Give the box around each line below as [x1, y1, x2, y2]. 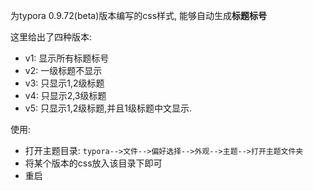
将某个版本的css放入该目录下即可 [24, 157, 163, 169]
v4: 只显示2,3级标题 [24, 90, 107, 101]
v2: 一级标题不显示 [24, 65, 103, 76]
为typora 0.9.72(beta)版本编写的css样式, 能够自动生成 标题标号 [10, 10, 267, 21]
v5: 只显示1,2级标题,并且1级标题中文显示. [24, 102, 192, 114]
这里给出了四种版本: [10, 31, 93, 43]
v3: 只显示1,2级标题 [24, 77, 105, 89]
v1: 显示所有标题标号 [24, 52, 110, 64]
